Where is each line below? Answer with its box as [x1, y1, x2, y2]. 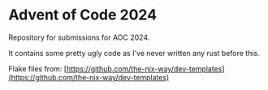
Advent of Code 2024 [8, 6, 157, 24]
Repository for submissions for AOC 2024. [8, 32, 150, 42]
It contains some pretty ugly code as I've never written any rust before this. [8, 48, 260, 58]
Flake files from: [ [8, 63, 67, 74]
